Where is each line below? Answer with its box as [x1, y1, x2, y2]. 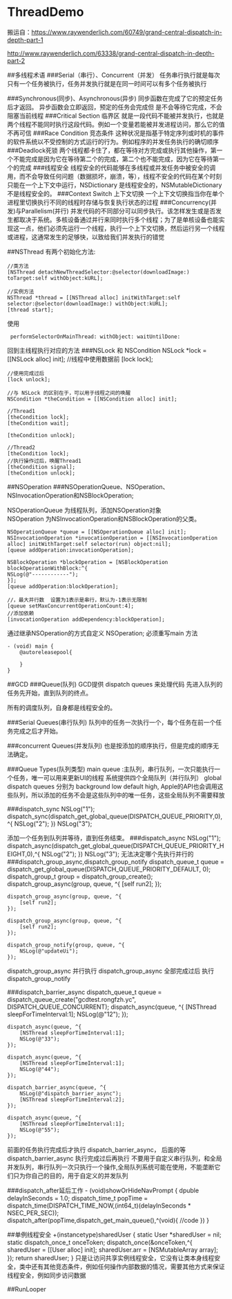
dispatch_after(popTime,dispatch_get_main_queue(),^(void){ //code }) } [7, 1216, 209, 1224]
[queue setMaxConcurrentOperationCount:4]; [7, 602, 135, 610]
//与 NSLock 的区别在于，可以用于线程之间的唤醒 [7, 389, 131, 396]
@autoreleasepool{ [19, 648, 72, 655]
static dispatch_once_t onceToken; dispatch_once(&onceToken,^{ [7, 1238, 193, 1246]
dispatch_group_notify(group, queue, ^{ [7, 942, 126, 948]
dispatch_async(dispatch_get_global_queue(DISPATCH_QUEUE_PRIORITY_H [7, 841, 224, 849]
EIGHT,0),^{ [7, 849, 40, 858]
